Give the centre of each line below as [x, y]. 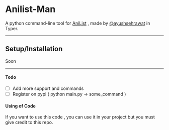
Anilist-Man [30, 9]
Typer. [12, 28]
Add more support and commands [48, 88]
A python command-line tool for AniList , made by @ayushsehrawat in [78, 23]
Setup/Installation [34, 49]
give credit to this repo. [29, 122]
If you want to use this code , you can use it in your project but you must [80, 117]
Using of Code [21, 106]
